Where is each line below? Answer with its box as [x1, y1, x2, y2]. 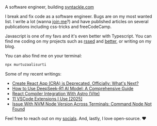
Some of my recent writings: [5, 71, 62, 77]
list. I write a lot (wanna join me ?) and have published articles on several [5, 19, 149, 24]
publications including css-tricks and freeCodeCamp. [5, 24, 112, 30]
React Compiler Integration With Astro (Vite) [12, 91, 100, 96]
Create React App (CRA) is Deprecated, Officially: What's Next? [12, 80, 139, 86]
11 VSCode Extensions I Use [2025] [12, 95, 83, 101]
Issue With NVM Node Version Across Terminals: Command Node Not [12, 101, 152, 107]
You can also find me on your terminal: [5, 53, 82, 59]
